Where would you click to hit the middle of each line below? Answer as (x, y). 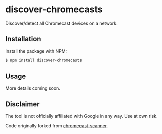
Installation (23, 39)
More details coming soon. (33, 88)
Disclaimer (22, 104)
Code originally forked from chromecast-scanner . (57, 126)
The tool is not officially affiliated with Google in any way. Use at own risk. (82, 116)
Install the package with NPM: (36, 51)
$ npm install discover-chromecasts (44, 60)
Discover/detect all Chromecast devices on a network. (61, 23)
